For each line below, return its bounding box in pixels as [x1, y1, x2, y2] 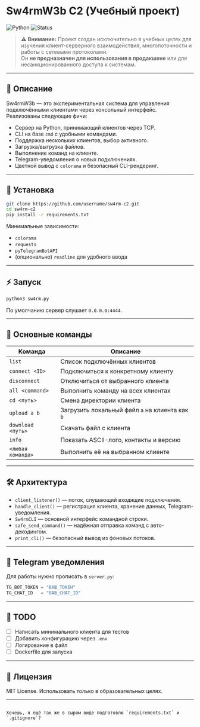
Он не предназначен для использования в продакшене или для [20, 54, 187, 62]
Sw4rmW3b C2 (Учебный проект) [6, 4, 180, 18]
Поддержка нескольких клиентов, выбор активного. [14, 136, 149, 144]
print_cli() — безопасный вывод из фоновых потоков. [14, 534, 156, 541]
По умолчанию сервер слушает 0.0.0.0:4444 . [6, 306, 123, 314]
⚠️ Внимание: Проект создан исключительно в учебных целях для [20, 35, 192, 42]
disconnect [9, 378, 40, 384]
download [9, 421, 34, 428]
